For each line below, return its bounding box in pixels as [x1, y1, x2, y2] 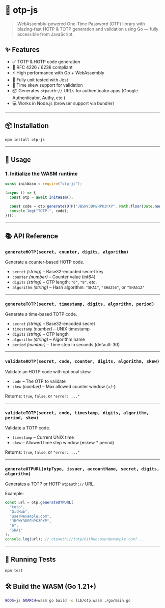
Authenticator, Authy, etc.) [12, 95, 65, 101]
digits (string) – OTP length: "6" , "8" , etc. [12, 279, 97, 285]
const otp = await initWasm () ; [9, 195, 74, 200]
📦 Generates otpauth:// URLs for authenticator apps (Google [12, 87, 138, 93]
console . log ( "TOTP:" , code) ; [9, 208, 69, 214]
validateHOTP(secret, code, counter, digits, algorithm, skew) [5, 358, 160, 364]
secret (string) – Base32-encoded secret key [12, 269, 104, 275]
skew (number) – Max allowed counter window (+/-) [12, 383, 116, 389]
